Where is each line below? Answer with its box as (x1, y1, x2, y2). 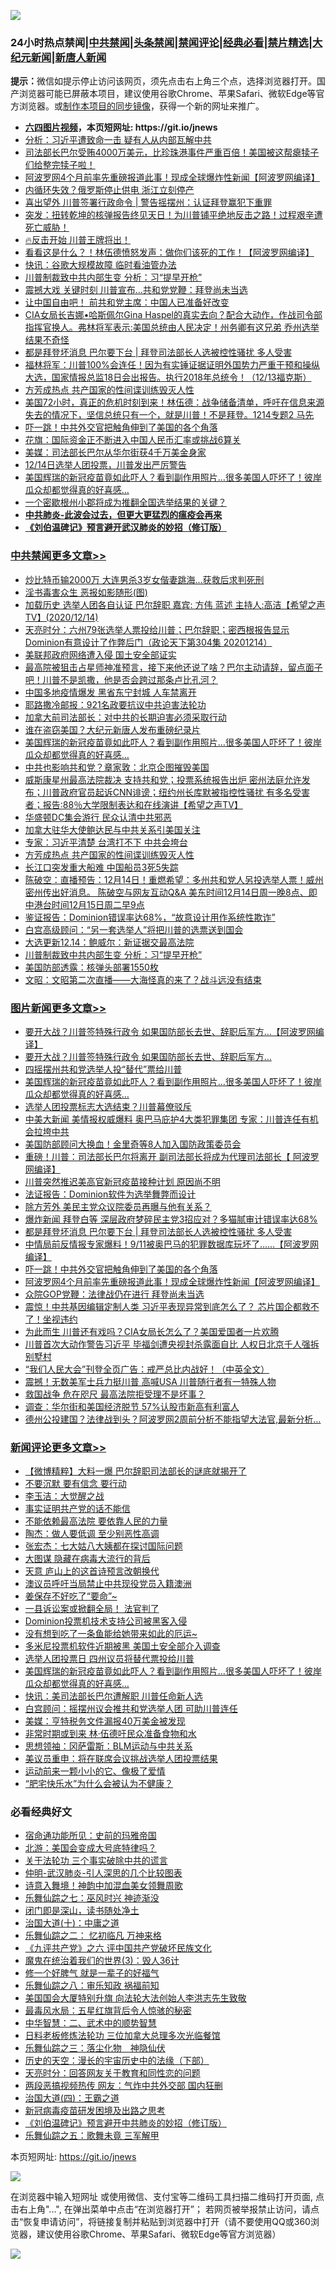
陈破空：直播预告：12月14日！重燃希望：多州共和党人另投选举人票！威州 (24, 873, 324, 885)
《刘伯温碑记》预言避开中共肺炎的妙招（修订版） (24, 2117, 227, 2129)
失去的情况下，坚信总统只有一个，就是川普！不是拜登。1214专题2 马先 (24, 409, 315, 421)
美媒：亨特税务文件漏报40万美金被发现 (24, 1715, 186, 1727)
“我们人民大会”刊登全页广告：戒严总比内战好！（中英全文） (24, 1363, 270, 1375)
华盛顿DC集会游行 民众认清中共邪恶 (24, 811, 173, 823)
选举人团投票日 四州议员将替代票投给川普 (24, 1653, 195, 1665)
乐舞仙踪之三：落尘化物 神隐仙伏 (24, 2042, 166, 2054)
